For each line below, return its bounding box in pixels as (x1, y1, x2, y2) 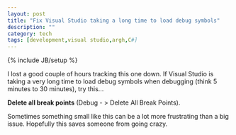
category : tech (7, 30, 52, 37)
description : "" (7, 23, 55, 30)
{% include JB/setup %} (7, 56, 78, 64)
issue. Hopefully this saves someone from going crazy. (7, 119, 168, 128)
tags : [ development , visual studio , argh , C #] (7, 37, 138, 44)
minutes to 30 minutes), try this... (7, 85, 104, 93)
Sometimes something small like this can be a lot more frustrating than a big (7, 112, 229, 121)
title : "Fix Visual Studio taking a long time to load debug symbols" (7, 17, 220, 24)
